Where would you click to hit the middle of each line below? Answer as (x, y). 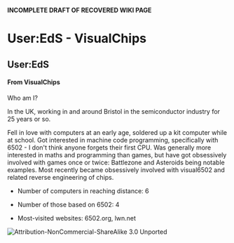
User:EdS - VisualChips (77, 39)
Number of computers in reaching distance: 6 (83, 191)
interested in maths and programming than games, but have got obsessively (117, 155)
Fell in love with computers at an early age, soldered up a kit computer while (117, 132)
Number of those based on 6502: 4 (68, 204)
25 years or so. (29, 119)
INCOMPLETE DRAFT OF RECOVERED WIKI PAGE (80, 10)
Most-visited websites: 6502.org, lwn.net (77, 218)
